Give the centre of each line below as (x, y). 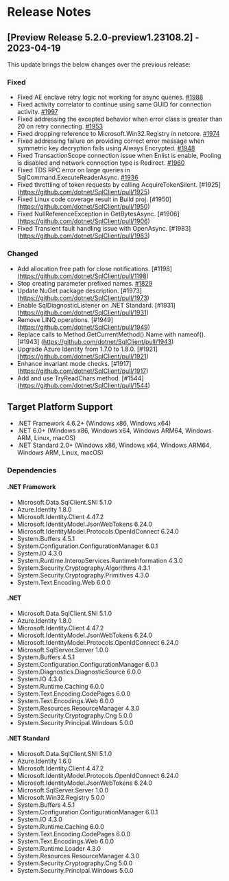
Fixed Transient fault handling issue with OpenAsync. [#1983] (104, 229)
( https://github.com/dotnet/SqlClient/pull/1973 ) (83, 298)
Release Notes (49, 12)
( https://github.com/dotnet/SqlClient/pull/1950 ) (83, 207)
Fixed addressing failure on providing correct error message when (110, 141)
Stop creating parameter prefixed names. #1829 (85, 283)
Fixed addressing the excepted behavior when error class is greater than (120, 119)
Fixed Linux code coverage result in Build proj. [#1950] (94, 199)
